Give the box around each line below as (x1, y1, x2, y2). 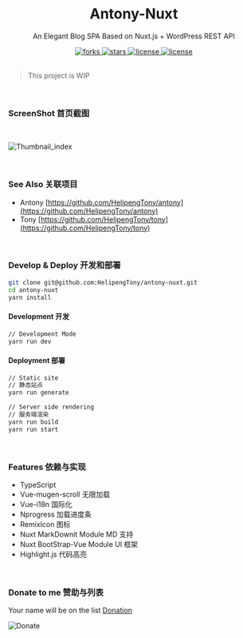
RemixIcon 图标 (19, 520, 71, 529)
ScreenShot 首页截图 (8, 107, 90, 118)
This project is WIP (27, 70, 90, 80)
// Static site (8, 373, 59, 382)
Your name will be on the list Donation (8, 605, 133, 616)
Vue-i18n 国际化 (19, 500, 73, 509)
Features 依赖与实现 (8, 461, 86, 473)
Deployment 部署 (8, 356, 66, 365)
